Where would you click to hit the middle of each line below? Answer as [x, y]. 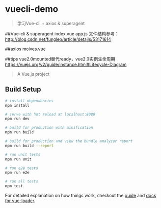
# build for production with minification [49, 128]
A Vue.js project [33, 74]
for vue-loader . [20, 201]
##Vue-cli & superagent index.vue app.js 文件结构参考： [62, 33]
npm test [14, 186]
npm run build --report [29, 146]
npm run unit [18, 159]
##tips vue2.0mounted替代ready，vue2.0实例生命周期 [60, 59]
